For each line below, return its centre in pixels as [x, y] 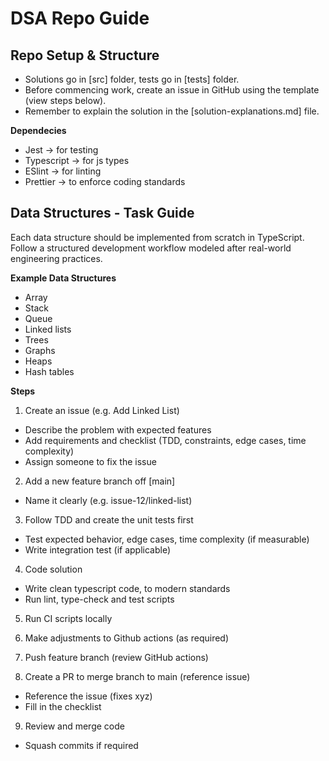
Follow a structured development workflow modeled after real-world [151, 248]
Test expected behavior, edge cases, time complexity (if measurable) [167, 539]
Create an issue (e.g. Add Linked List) [102, 410]
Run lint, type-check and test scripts [99, 599]
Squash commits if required [81, 745]
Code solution [53, 569]
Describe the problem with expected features [118, 429]
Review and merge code [74, 726]
